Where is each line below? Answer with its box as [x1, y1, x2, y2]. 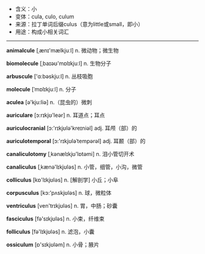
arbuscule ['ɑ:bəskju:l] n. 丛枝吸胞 [6, 72, 93, 80]
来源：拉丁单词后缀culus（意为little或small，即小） [15, 21, 143, 27]
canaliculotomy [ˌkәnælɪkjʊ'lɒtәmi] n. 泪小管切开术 [6, 150, 135, 157]
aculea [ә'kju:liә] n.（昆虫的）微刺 [6, 99, 93, 105]
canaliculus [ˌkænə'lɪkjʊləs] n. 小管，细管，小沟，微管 [6, 163, 143, 171]
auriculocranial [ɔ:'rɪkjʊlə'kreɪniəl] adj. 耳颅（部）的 [6, 124, 137, 132]
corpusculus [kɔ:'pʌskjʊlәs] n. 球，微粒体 [6, 189, 112, 196]
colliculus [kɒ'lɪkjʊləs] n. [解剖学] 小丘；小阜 [6, 176, 119, 183]
